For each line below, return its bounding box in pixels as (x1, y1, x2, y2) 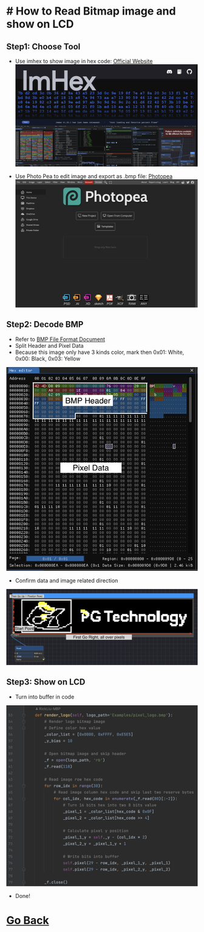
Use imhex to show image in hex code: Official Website (15, 58, 153, 64)
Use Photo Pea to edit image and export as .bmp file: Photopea (15, 172, 173, 180)
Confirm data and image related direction (15, 576, 118, 584)
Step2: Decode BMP (6, 319, 84, 330)
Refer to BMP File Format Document (15, 336, 105, 343)
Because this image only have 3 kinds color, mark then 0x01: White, (15, 348, 185, 356)
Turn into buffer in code (15, 693, 75, 700)
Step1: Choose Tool (6, 41, 81, 52)
